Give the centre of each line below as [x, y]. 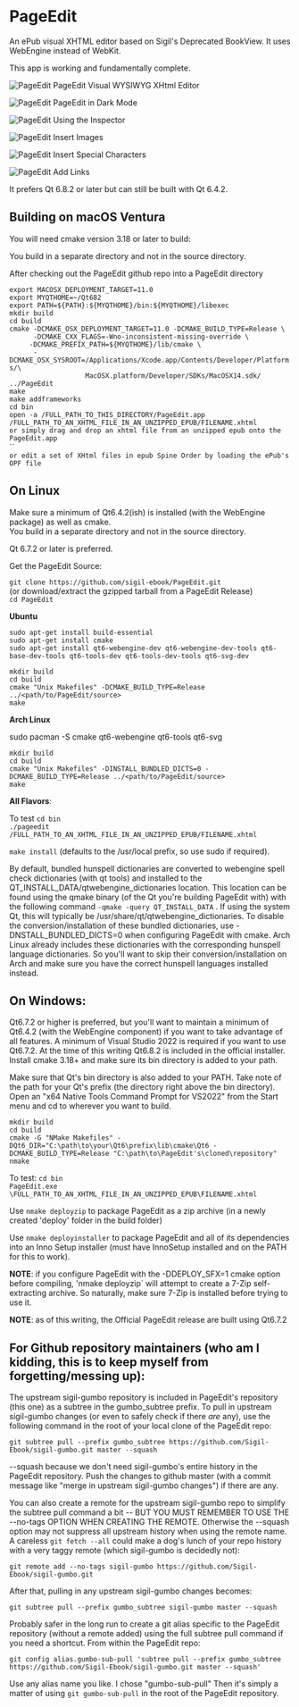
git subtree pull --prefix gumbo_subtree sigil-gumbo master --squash [143, 1608]
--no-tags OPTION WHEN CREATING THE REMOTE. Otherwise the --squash [149, 1522]
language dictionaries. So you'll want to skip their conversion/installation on [148, 954]
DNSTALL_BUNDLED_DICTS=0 [66, 934]
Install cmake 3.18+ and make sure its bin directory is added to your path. [144, 1060]
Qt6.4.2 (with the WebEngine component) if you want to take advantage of [146, 1032]
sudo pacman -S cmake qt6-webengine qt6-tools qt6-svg [116, 736]
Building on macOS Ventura [87, 218]
